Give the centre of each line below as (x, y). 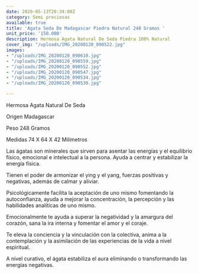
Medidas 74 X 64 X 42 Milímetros (47, 139)
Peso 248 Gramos (28, 128)
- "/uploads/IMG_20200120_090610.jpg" (54, 56)
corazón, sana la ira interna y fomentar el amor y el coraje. (77, 223)
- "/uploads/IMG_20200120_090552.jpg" (54, 67)
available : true (26, 22)
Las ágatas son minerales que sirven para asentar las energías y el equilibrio (99, 151)
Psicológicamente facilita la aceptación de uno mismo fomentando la (90, 193)
